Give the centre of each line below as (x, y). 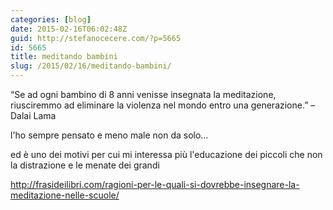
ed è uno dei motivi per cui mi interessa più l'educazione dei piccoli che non (166, 154)
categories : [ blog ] (51, 19)
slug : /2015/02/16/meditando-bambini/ (91, 66)
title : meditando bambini (64, 57)
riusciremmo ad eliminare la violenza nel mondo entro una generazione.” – (163, 105)
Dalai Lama (33, 115)
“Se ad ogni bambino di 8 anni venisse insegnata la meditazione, (143, 94)
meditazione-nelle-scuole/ (65, 195)
